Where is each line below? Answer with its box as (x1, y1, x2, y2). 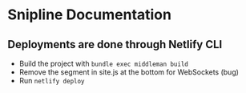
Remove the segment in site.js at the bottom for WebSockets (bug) (18, 67, 240, 77)
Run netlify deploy (18, 76, 85, 85)
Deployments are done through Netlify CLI (7, 38, 223, 51)
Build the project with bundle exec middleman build (18, 59, 189, 68)
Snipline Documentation (7, 6, 171, 24)
